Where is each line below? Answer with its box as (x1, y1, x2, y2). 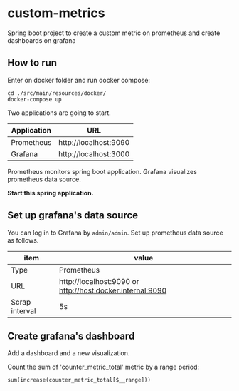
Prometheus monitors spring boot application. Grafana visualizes (7, 167, 198, 176)
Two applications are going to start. (7, 108, 112, 117)
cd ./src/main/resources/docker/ (7, 89, 107, 97)
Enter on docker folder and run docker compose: (7, 76, 151, 84)
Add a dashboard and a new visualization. (7, 349, 130, 357)
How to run (7, 57, 58, 69)
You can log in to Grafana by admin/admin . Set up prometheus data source (7, 228, 223, 237)
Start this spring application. (7, 188, 94, 197)
